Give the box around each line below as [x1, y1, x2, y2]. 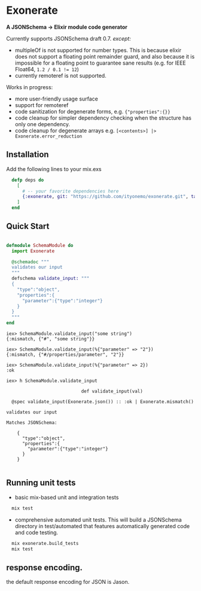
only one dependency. [14, 120, 71, 127]
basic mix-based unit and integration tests [14, 493, 119, 501]
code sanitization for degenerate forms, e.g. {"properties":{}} [14, 108, 170, 115]
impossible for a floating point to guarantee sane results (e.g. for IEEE [14, 59, 187, 66]
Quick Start [6, 221, 50, 231]
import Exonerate [11, 248, 55, 254]
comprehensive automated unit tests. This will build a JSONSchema [14, 516, 182, 523]
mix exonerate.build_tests [11, 540, 79, 546]
